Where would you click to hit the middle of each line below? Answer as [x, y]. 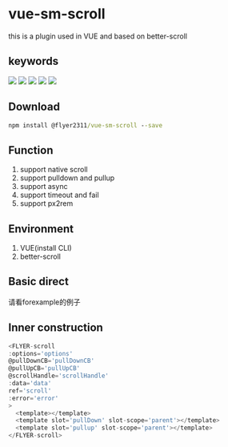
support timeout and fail [59, 195]
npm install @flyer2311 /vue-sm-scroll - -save [85, 125]
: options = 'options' [41, 353]
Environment [41, 229]
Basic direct [39, 282]
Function [31, 150]
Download [34, 107]
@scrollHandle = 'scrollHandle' [59, 376]
